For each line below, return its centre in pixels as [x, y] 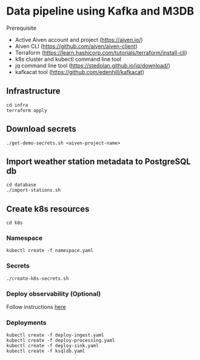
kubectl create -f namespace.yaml [50, 251]
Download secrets [42, 129]
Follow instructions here [36, 307]
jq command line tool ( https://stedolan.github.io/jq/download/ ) [93, 66]
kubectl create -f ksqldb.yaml [46, 351]
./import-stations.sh [34, 190]
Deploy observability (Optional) [54, 294]
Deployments [26, 323]
